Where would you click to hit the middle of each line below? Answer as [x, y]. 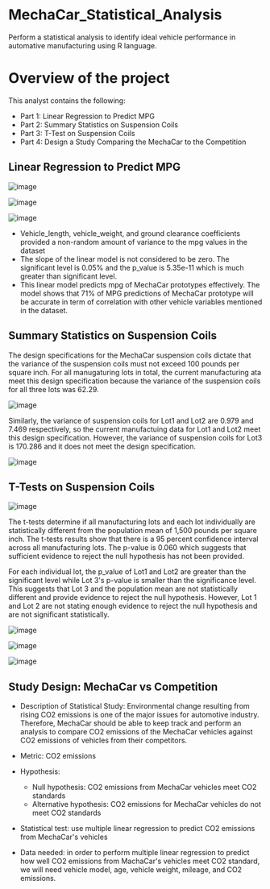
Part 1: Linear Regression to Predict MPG [87, 116]
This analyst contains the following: [67, 100]
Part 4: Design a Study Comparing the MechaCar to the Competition [133, 142]
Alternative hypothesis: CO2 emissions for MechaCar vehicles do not [147, 804]
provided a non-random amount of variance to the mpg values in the [134, 242]
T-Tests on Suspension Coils [82, 487]
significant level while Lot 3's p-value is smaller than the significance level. [132, 581]
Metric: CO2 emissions [58, 756]
